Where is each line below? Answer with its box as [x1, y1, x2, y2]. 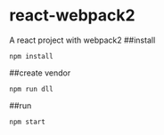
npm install [9, 52, 53, 60]
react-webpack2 [9, 5, 135, 26]
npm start [9, 117, 46, 126]
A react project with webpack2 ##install [9, 35, 156, 45]
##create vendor [9, 67, 71, 78]
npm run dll [9, 84, 53, 93]
